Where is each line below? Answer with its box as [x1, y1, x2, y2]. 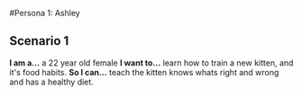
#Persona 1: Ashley [9, 8, 81, 18]
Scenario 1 [9, 33, 69, 48]
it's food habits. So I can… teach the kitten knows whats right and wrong [9, 66, 279, 77]
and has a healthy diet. [9, 76, 95, 87]
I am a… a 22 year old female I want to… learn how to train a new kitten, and [9, 57, 294, 68]
